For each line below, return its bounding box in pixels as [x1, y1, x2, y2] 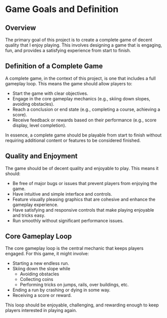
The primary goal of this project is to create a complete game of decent [5, 37, 152, 43]
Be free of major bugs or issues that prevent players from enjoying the [12, 180, 157, 186]
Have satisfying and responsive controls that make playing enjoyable [12, 207, 154, 213]
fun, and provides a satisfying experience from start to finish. [5, 48, 131, 53]
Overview [5, 24, 36, 32]
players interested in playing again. [5, 307, 77, 313]
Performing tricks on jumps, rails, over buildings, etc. [19, 282, 129, 288]
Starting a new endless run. [12, 260, 69, 266]
